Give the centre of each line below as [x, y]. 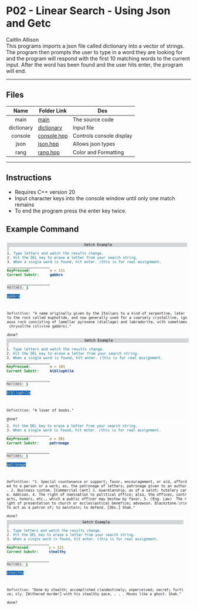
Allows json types [94, 144]
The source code [94, 120]
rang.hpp [49, 152]
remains [24, 204]
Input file [84, 127]
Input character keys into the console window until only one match [95, 198]
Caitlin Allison [23, 39]
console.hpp [53, 136]
